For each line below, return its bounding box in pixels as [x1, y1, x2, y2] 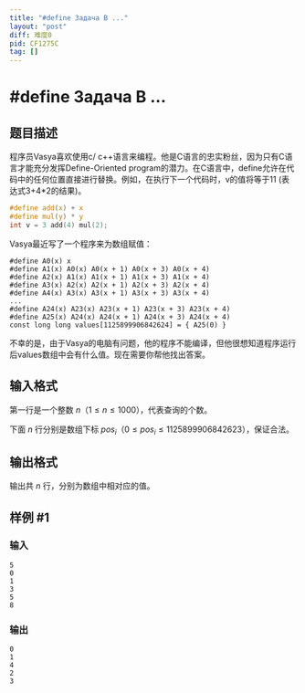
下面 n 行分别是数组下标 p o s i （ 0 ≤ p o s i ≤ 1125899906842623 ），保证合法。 [9, 424, 295, 436]
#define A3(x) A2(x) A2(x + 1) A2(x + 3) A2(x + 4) [9, 280, 210, 289]
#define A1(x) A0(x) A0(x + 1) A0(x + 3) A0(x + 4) [9, 264, 210, 274]
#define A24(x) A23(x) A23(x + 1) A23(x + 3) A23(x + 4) [9, 304, 231, 313]
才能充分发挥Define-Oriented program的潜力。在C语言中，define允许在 [16, 163, 287, 173]
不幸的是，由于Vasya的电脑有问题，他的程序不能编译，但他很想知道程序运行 [9, 337, 297, 348]
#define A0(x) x [9, 257, 71, 266]
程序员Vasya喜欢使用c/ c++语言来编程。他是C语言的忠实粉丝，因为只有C [9, 152, 285, 163]
